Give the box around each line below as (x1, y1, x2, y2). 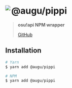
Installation (5, 46, 42, 55)
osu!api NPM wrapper (17, 22, 65, 28)
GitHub (17, 31, 33, 37)
